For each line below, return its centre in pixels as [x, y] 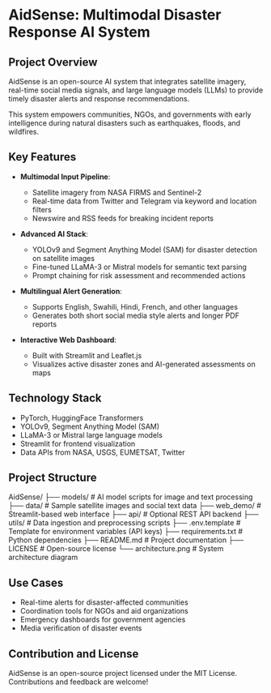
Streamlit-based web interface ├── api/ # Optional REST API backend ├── [133, 514]
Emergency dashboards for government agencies [103, 620]
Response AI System [80, 32]
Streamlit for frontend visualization [78, 443]
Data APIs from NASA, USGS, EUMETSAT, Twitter [102, 452]
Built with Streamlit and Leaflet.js [87, 355]
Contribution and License [74, 654]
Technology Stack [55, 398]
